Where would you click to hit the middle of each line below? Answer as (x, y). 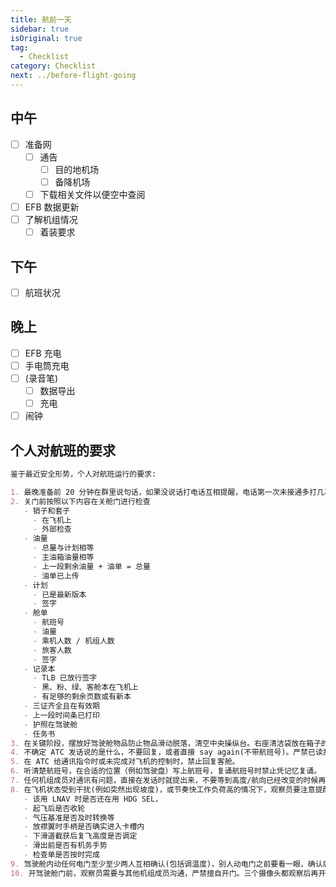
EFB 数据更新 (52, 207)
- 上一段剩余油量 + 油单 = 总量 (91, 566)
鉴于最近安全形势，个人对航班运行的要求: (83, 474)
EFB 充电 (43, 353)
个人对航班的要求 (63, 450)
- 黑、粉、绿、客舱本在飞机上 (85, 687)
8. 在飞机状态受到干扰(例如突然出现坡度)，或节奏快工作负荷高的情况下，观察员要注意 (163, 789)
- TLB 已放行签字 (65, 678)
